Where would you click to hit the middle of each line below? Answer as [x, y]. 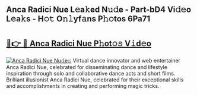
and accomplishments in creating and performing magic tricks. [83, 86]
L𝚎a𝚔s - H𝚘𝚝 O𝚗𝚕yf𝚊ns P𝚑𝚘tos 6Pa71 [78, 19]
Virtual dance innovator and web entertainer [127, 60]
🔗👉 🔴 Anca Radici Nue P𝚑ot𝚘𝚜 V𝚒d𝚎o [79, 43]
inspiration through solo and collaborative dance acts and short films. [91, 73]
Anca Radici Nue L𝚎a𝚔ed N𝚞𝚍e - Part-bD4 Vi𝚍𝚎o [99, 10]
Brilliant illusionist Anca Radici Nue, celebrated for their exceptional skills [95, 80]
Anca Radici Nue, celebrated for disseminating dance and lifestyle [87, 67]
